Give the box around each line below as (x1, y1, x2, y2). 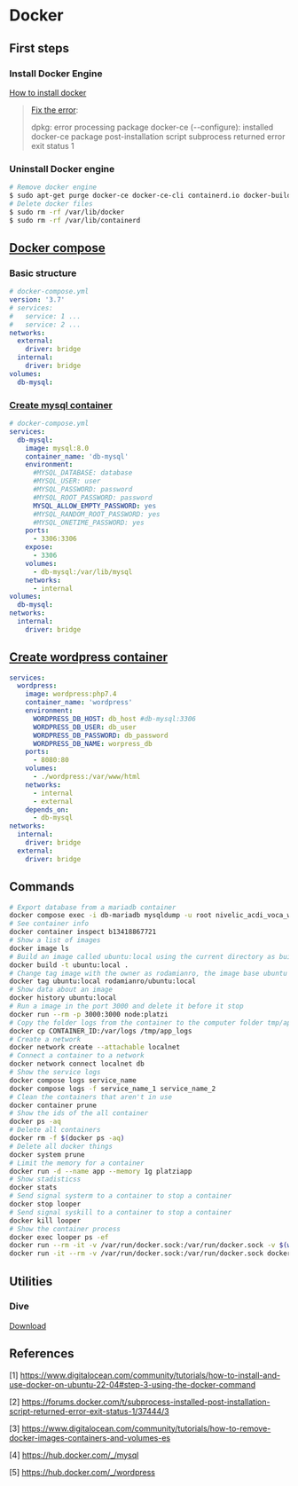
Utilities (9, 1274, 53, 1289)
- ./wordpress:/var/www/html (32, 773, 141, 782)
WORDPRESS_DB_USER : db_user (32, 722, 137, 732)
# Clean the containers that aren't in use (9, 1092, 173, 1101)
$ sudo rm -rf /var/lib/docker (9, 208, 125, 216)
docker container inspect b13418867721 (9, 928, 157, 937)
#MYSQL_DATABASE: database (32, 468, 133, 477)
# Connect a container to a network (9, 1051, 145, 1060)
